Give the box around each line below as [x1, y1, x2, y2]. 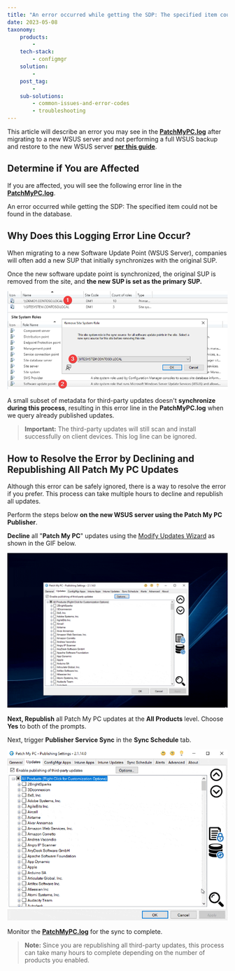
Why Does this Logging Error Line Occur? [7, 230, 191, 242]
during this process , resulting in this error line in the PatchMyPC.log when [7, 404, 224, 413]
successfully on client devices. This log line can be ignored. [24, 432, 197, 441]
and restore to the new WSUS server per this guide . [7, 142, 157, 151]
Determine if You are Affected [7, 163, 140, 174]
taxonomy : [7, 26, 36, 33]
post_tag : [20, 78, 49, 85]
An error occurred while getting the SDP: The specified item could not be [7, 202, 218, 210]
